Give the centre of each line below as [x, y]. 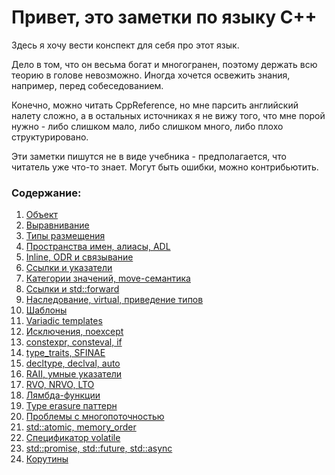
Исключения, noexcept [74, 332]
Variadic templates [64, 321]
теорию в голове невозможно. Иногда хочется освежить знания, [151, 75]
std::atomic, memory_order [81, 427]
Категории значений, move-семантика [108, 278]
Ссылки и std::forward [72, 289]
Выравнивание [57, 225]
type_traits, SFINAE [65, 353]
